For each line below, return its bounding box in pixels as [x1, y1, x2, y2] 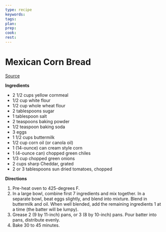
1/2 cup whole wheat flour [12, 102, 66, 108]
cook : [5, 30, 16, 35]
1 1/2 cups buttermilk [12, 134, 55, 140]
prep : [5, 26, 16, 31]
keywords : [5, 12, 26, 17]
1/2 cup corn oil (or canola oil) [12, 140, 73, 146]
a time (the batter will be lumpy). [12, 206, 79, 212]
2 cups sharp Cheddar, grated [12, 160, 74, 166]
